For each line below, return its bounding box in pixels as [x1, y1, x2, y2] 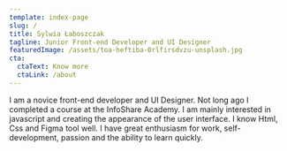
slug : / [9, 21, 38, 30]
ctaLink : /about [17, 71, 77, 79]
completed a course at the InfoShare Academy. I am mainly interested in [9, 103, 272, 115]
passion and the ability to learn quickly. [60, 132, 203, 142]
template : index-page [9, 12, 89, 22]
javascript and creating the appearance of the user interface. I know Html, [9, 113, 278, 124]
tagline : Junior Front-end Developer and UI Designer [9, 37, 212, 47]
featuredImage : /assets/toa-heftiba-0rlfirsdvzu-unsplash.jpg [9, 46, 243, 55]
